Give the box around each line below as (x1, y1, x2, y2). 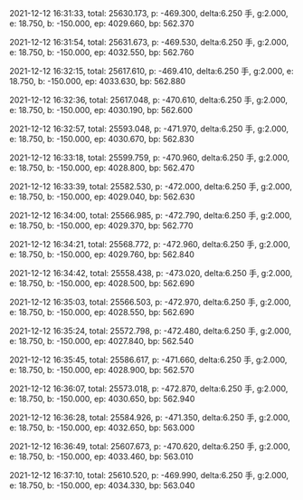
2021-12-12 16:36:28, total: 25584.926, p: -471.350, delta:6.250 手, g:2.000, (9, 412, 291, 423)
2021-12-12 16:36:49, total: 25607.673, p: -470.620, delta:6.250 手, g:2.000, (9, 441, 291, 451)
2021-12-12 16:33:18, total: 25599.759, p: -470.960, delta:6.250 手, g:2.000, (9, 152, 290, 163)
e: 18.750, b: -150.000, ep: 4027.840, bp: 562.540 (9, 336, 194, 346)
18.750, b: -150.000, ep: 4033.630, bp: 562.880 (9, 76, 186, 86)
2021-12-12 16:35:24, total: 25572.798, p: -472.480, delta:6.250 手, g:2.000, (9, 325, 292, 336)
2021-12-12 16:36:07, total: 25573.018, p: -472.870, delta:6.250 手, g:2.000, (9, 383, 289, 394)
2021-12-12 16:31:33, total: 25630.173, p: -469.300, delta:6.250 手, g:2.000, (9, 8, 289, 18)
